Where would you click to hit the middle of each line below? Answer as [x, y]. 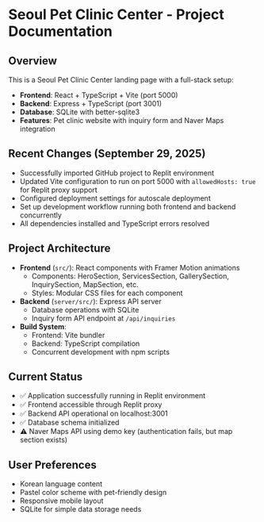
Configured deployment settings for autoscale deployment [115, 198]
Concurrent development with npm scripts [101, 351]
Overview [33, 61]
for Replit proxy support [58, 190]
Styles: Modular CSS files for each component [107, 293]
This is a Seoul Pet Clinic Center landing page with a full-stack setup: [121, 80]
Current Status [46, 377]
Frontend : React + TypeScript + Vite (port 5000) [99, 95]
